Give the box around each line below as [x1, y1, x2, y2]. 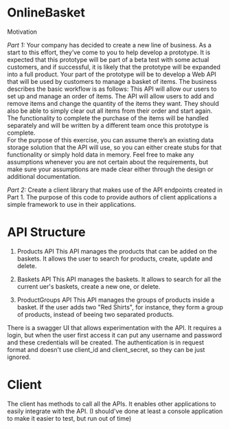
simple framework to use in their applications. [7, 200, 136, 208]
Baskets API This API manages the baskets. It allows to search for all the [16, 275, 222, 283]
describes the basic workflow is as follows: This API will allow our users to [7, 85, 218, 93]
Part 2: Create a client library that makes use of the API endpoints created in [7, 186, 223, 194]
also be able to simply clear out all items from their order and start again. [7, 107, 213, 115]
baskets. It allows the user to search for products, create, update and [16, 254, 213, 263]
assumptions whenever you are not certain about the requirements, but [7, 157, 209, 166]
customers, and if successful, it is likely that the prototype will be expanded [7, 63, 221, 71]
